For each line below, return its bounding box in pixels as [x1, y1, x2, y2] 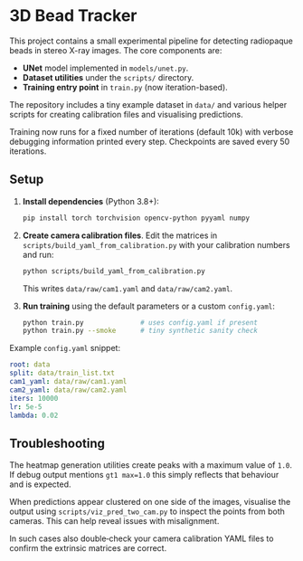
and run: [22, 249, 54, 260]
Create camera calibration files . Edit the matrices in [22, 230, 218, 241]
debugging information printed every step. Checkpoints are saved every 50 [9, 136, 290, 147]
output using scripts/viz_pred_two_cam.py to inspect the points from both [9, 506, 285, 517]
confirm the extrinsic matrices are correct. [9, 543, 167, 554]
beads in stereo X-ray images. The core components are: [9, 44, 223, 55]
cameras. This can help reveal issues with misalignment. [9, 516, 220, 527]
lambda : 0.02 [9, 411, 59, 420]
